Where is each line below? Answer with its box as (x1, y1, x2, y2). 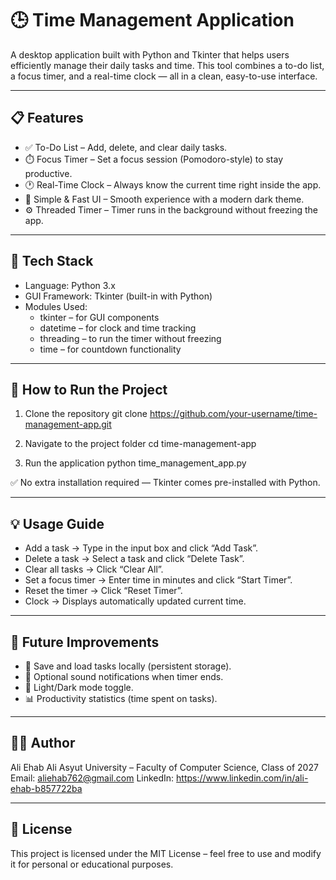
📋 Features (10, 110, 84, 127)
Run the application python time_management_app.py (24, 457, 247, 469)
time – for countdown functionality (39, 343, 182, 355)
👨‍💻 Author (10, 735, 76, 752)
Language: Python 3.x (24, 279, 116, 291)
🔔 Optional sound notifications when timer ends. (24, 671, 224, 682)
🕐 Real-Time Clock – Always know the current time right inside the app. (24, 178, 322, 191)
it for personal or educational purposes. (10, 858, 174, 870)
